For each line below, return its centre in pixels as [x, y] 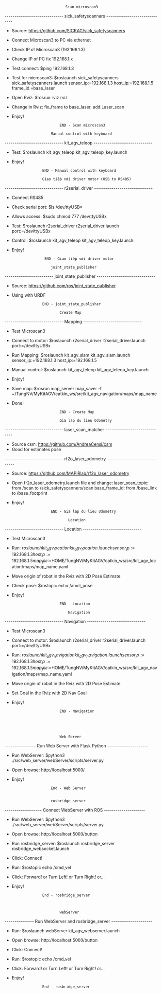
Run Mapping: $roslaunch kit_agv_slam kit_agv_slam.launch [71, 355]
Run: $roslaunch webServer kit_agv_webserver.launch [65, 931]
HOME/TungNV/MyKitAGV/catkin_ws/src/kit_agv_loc [104, 560]
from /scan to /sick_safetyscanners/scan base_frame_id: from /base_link [84, 488]
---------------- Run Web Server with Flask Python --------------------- [76, 746]
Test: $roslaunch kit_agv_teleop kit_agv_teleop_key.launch [69, 152]
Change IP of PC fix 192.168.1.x [42, 59]
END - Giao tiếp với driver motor [79, 259]
